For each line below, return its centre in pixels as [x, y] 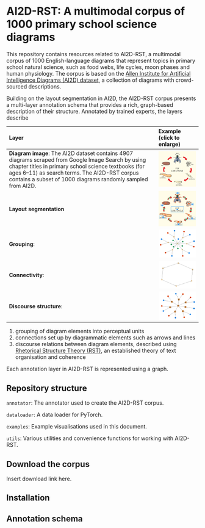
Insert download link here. [39, 479]
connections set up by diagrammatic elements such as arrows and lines [105, 338]
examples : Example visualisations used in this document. [77, 427]
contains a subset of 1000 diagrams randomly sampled [78, 179]
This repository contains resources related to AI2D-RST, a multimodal [94, 54]
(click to [169, 138]
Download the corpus [48, 464]
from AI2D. [23, 186]
